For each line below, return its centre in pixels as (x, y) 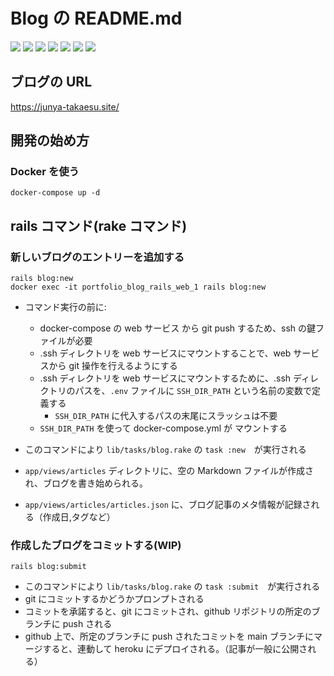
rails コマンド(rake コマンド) (99, 225)
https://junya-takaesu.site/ (65, 106)
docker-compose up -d (55, 193)
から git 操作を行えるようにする (113, 366)
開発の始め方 (50, 140)
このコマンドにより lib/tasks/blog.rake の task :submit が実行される (172, 586)
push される (87, 624)
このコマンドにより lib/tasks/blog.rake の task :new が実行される (165, 450)
